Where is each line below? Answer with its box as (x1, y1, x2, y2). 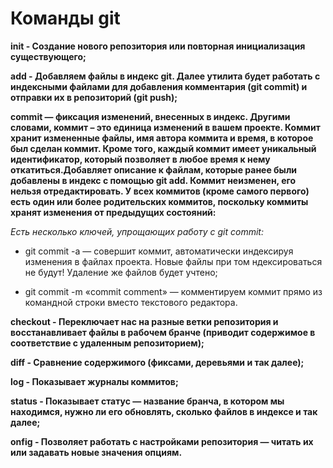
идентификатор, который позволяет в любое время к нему (10, 153, 271, 165)
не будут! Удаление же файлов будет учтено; (24, 266, 218, 278)
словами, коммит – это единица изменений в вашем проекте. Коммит (10, 121, 321, 133)
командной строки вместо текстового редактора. (24, 296, 238, 308)
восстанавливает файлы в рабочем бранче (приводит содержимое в (10, 326, 316, 338)
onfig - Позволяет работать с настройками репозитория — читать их (10, 435, 314, 447)
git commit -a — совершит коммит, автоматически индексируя (24, 245, 294, 257)
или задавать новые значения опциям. (10, 446, 183, 458)
